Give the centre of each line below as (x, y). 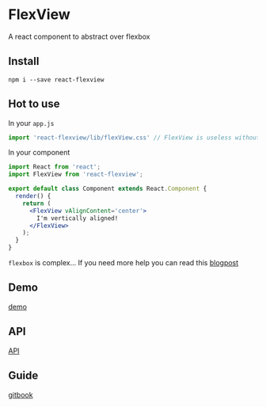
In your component (39, 153)
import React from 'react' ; (55, 167)
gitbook (21, 394)
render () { (33, 196)
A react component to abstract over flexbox (79, 36)
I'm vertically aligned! (78, 218)
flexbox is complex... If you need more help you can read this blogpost (123, 263)
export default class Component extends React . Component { (108, 189)
